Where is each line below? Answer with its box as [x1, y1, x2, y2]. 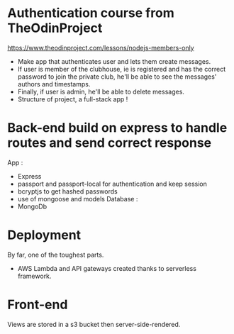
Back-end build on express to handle [7, 120, 228, 136]
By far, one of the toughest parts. [7, 250, 104, 259]
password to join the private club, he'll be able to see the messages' [17, 72, 217, 81]
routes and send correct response [7, 135, 212, 151]
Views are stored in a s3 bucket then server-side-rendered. [7, 320, 181, 328]
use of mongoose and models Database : [17, 194, 138, 203]
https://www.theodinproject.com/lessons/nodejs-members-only [7, 43, 194, 52]
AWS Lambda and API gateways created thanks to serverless [17, 264, 197, 272]
